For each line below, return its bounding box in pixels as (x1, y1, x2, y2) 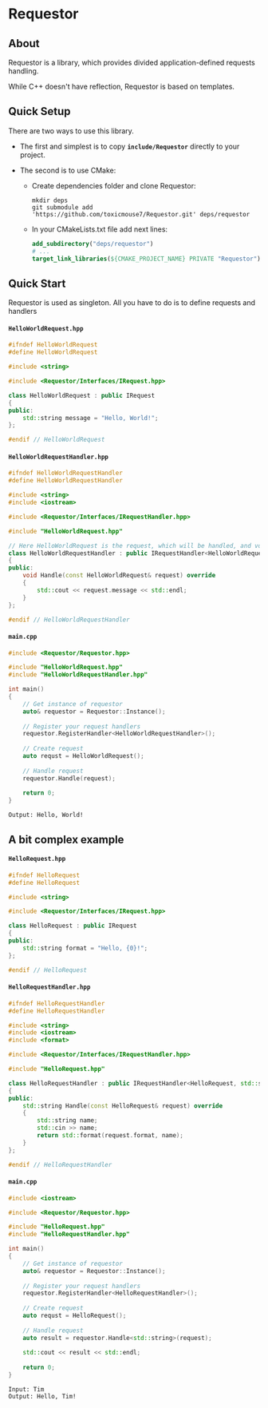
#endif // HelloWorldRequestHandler (8, 616, 130, 624)
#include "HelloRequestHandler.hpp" (8, 1231, 130, 1239)
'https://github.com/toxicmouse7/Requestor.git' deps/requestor (31, 210, 250, 218)
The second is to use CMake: (19, 165, 116, 175)
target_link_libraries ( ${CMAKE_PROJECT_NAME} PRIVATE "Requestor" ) (31, 255, 261, 263)
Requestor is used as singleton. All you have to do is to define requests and (8, 298, 256, 307)
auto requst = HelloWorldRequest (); (22, 752, 145, 760)
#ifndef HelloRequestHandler (8, 999, 105, 1007)
